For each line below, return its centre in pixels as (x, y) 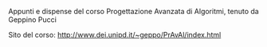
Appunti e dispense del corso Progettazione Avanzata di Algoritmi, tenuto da (133, 11)
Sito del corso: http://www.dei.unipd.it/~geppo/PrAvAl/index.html (115, 35)
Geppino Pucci (33, 20)
